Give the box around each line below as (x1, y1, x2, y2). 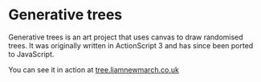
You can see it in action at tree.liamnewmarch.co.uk (8, 64, 179, 74)
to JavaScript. (8, 49, 55, 59)
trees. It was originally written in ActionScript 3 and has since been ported (8, 40, 254, 50)
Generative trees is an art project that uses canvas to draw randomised (8, 32, 243, 42)
